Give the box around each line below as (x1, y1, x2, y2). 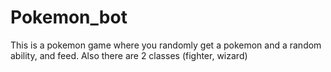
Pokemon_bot (10, 6, 128, 29)
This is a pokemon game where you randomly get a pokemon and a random (10, 39, 322, 51)
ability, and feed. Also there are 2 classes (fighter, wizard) (10, 49, 248, 61)
